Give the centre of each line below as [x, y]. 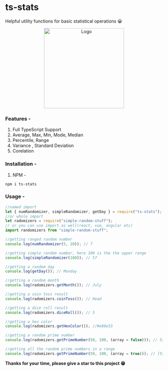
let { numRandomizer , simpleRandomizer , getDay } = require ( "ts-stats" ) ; [84, 212]
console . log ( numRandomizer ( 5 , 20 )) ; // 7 [49, 244]
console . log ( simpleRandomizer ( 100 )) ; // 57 [51, 258]
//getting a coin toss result [37, 294]
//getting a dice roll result [37, 308]
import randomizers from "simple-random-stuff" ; [57, 230]
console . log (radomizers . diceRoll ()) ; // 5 [50, 312]
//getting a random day [30, 267]
